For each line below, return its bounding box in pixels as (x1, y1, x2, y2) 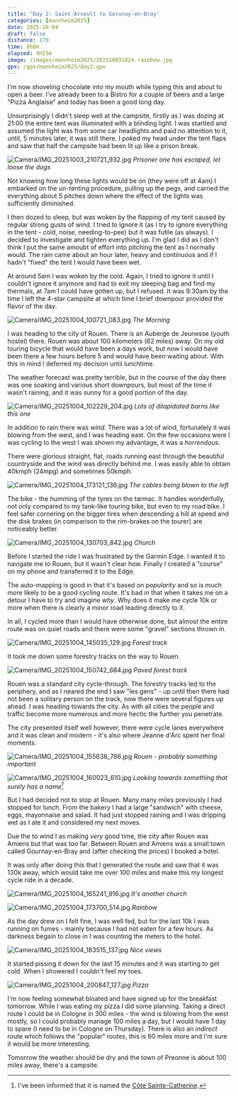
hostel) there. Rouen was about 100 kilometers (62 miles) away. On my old (7, 337, 225, 345)
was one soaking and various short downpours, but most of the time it (7, 380, 212, 389)
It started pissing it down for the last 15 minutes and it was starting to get (7, 959, 220, 968)
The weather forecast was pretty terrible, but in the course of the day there (7, 373, 227, 381)
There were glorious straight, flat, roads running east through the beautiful (7, 451, 225, 461)
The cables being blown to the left (129, 480, 229, 489)
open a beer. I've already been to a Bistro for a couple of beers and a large (7, 90, 225, 98)
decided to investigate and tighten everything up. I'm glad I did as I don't (7, 235, 219, 244)
